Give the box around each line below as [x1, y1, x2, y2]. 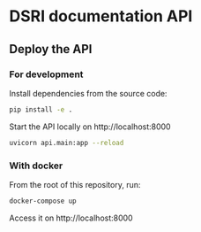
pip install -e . [9, 104, 73, 114]
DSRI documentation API [9, 6, 193, 27]
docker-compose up [9, 197, 77, 205]
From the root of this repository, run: [9, 179, 141, 189]
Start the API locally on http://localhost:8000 [9, 121, 171, 132]
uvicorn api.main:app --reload [9, 138, 124, 147]
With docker [9, 159, 63, 172]
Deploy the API [9, 42, 93, 57]
